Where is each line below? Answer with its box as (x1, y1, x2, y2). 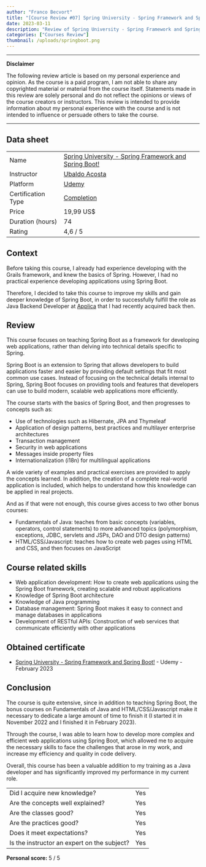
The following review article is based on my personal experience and (6, 72, 180, 79)
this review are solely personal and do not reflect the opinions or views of (6, 91, 192, 99)
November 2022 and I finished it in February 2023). (6, 719, 137, 726)
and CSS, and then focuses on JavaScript (15, 544, 121, 552)
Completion (63, 193, 97, 202)
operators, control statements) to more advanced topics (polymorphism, (15, 525, 198, 533)
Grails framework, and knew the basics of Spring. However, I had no (6, 271, 178, 278)
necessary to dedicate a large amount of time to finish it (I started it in (6, 712, 183, 719)
